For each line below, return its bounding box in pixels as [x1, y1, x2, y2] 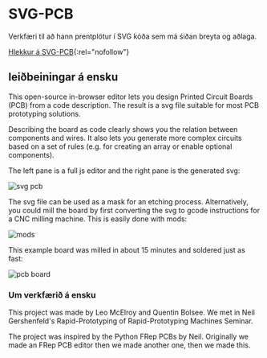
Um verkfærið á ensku [8, 289, 96, 300]
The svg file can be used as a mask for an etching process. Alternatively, [8, 196, 249, 206]
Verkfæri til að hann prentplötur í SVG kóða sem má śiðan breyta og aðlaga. [8, 31, 257, 41]
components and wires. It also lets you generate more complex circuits [8, 133, 242, 142]
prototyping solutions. [8, 109, 81, 118]
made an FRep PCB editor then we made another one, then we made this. [8, 340, 251, 350]
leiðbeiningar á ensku [8, 70, 119, 84]
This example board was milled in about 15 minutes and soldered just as [8, 245, 246, 254]
